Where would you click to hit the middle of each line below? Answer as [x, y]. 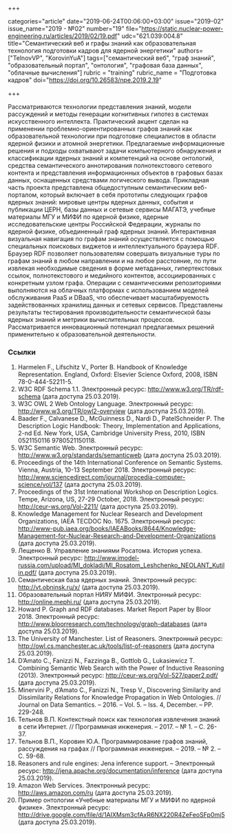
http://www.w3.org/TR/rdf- [186, 389]
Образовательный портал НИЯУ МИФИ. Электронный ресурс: [109, 595]
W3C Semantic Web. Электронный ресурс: [80, 448]
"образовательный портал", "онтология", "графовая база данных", [105, 65]
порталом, [23, 195]
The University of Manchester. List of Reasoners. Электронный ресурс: [120, 639]
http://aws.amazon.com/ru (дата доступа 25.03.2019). [95, 793]
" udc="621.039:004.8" [150, 36]
